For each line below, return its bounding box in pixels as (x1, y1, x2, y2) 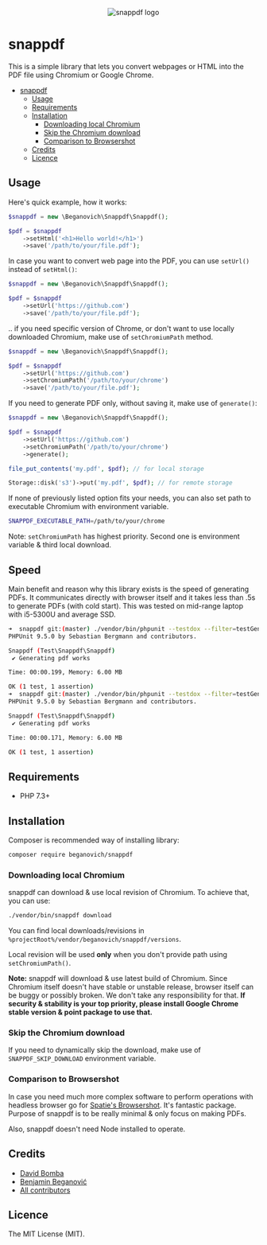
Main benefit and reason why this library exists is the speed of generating (8, 584, 250, 593)
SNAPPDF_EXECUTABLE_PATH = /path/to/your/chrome (8, 517, 165, 525)
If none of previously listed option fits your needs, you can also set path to (8, 493, 252, 503)
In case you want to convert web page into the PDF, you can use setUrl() (8, 256, 250, 266)
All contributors (19, 1185, 71, 1195)
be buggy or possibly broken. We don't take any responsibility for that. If (8, 990, 246, 1000)
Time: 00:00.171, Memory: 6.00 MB (8, 733, 123, 741)
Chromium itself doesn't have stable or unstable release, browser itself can (8, 982, 254, 992)
